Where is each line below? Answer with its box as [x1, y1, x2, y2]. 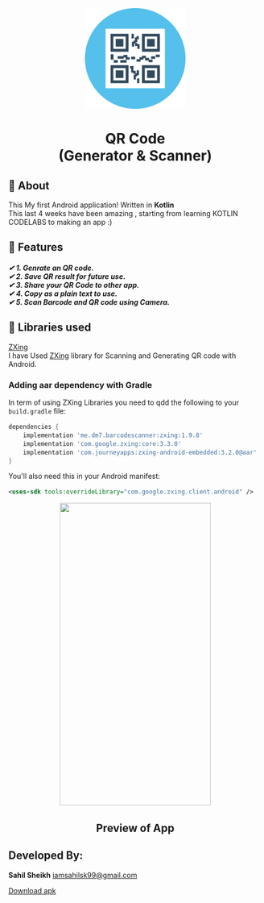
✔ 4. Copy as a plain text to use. [8, 289, 118, 298]
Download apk [8, 885, 56, 895]
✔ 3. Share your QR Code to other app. [8, 280, 139, 289]
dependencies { [8, 423, 60, 431]
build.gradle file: [8, 406, 67, 416]
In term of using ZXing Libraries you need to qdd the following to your [8, 397, 240, 407]
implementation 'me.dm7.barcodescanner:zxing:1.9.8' [23, 431, 204, 439]
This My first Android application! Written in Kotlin [8, 200, 175, 210]
